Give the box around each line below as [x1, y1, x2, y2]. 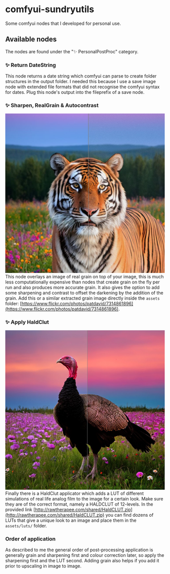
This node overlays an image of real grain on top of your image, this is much [5, 273, 164, 279]
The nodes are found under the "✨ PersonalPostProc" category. [5, 48, 139, 54]
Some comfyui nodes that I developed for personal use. [5, 20, 121, 26]
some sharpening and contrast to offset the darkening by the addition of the [5, 290, 163, 296]
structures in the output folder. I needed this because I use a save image [5, 79, 156, 85]
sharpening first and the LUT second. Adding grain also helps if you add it [5, 557, 159, 563]
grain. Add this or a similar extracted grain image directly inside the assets [5, 295, 160, 301]
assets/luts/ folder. [5, 522, 47, 528]
